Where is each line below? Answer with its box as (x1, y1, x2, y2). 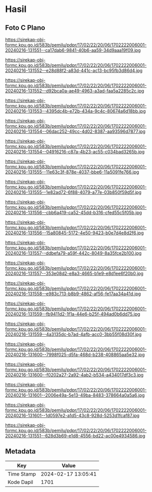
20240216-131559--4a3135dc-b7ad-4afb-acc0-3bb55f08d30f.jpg (5, 331, 142, 337)
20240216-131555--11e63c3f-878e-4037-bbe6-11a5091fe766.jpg (5, 169, 140, 175)
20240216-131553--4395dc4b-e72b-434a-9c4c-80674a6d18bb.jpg (5, 108, 146, 114)
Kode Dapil (7, 479, 33, 486)
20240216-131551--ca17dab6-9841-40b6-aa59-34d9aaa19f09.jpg (5, 47, 141, 53)
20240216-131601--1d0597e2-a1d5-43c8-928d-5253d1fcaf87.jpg (5, 413, 140, 418)
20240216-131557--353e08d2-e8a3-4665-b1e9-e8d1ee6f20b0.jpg (5, 271, 144, 276)
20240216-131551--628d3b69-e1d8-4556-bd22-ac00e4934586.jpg (5, 433, 146, 439)
